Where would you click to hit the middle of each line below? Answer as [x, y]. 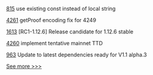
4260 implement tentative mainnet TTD [55, 43]
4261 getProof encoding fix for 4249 [51, 20]
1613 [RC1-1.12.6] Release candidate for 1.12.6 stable [70, 32]
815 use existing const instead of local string [61, 9]
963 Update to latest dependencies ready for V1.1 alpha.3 [77, 55]
